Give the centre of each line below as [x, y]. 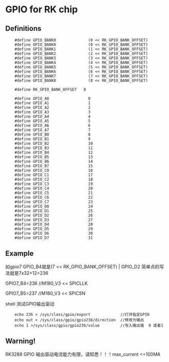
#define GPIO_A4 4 [53, 117]
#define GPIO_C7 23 [54, 202]
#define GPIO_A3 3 [53, 112]
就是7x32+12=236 [29, 273]
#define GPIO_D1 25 [54, 211]
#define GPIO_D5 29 [54, 229]
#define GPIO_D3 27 [54, 220]
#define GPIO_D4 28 [54, 224]
